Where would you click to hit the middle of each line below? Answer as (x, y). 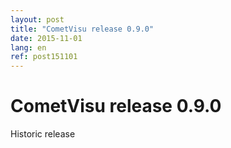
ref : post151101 (44, 57)
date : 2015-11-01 (46, 38)
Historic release (43, 134)
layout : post (37, 19)
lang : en (28, 47)
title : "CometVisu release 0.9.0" (82, 29)
